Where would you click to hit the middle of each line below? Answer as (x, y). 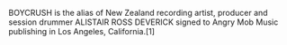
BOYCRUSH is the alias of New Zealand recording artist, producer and (138, 13)
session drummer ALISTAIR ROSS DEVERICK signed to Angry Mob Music (143, 22)
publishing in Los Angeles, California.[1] (81, 31)
